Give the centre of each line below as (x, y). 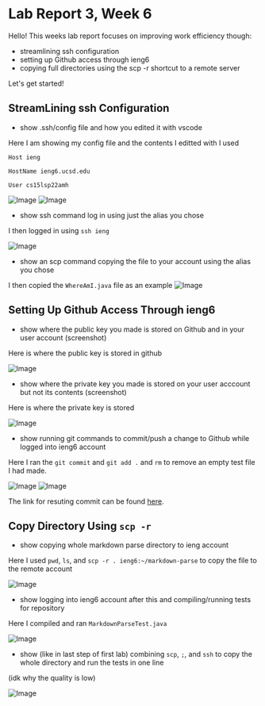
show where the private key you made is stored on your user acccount (135, 384)
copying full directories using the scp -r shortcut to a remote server (130, 67)
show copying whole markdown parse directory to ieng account (124, 545)
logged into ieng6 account (63, 447)
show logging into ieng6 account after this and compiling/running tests (135, 600)
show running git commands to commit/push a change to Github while (134, 438)
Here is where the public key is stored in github (85, 353)
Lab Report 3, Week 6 (80, 14)
